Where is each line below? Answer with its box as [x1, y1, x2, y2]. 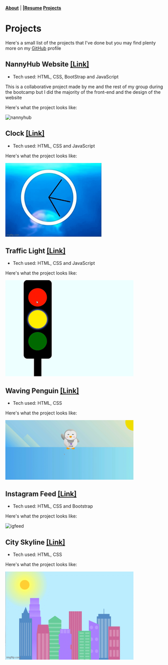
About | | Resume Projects [5, 5, 61, 11]
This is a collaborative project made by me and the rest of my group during [5, 84, 163, 90]
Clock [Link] [5, 129, 45, 138]
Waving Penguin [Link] [5, 386, 79, 395]
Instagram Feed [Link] [5, 489, 77, 498]
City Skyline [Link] [5, 538, 66, 547]
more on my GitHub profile [5, 45, 61, 51]
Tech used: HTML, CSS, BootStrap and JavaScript [12, 73, 119, 79]
